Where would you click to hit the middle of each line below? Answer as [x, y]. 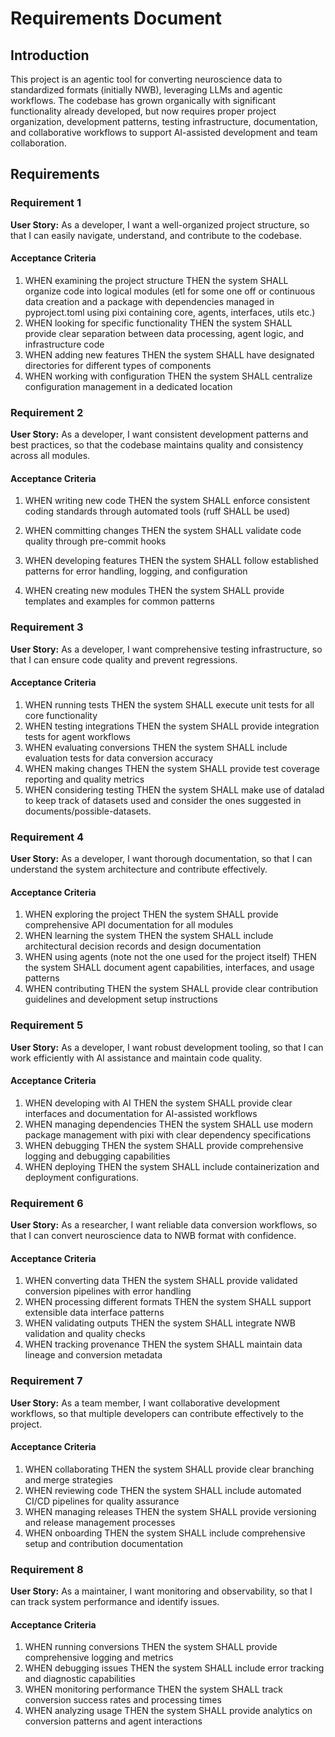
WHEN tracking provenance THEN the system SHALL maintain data [163, 1344]
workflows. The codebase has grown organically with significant [143, 100]
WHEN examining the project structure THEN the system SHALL [156, 280]
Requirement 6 [47, 1203]
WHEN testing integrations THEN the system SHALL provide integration [172, 726]
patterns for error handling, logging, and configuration [136, 571]
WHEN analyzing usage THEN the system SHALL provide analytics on [168, 1711]
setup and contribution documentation [103, 1543]
